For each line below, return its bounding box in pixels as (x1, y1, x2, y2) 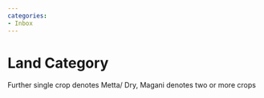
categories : (7, 11, 47, 20)
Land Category (7, 54, 109, 72)
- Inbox (7, 19, 34, 27)
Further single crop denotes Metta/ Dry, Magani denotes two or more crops (7, 80, 256, 90)
